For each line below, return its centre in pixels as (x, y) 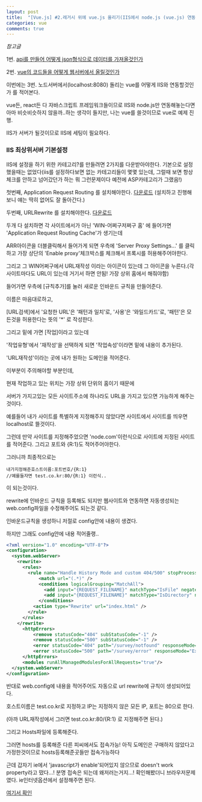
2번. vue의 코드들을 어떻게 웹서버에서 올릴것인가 (63, 72)
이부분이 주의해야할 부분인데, (40, 370)
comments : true (25, 29)
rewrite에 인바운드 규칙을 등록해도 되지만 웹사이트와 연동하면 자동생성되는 (93, 501)
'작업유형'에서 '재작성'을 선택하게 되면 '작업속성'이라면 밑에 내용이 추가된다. (94, 345)
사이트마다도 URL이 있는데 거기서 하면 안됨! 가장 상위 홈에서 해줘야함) (88, 273)
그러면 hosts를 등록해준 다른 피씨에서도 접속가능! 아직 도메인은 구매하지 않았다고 (100, 744)
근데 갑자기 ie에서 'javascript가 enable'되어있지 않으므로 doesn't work (90, 765)
